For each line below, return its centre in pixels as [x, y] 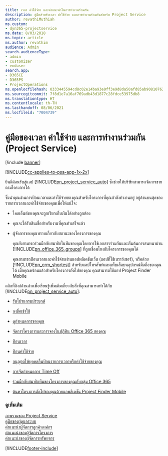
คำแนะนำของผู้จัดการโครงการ [29, 433]
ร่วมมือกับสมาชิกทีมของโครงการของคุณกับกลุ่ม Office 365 [61, 381]
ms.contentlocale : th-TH [31, 103]
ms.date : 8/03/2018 [25, 33]
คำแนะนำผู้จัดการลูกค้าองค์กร [29, 427]
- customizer [19, 61]
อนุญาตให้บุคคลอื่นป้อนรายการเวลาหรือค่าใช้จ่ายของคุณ [57, 361]
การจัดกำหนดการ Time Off [36, 371]
